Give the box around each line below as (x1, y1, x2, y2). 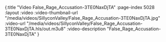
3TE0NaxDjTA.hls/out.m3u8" (5, 26, 66, 32)
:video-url (5, 20, 26, 26)
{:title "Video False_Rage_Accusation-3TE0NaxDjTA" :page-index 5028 (5, 5, 155, 10)
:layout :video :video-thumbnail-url (5, 10, 78, 16)
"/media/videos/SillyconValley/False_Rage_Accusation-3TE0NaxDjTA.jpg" (5, 15, 160, 21)
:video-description (67, 26, 106, 32)
